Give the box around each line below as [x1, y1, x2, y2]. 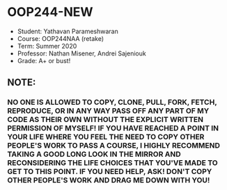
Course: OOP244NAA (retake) [17, 34, 104, 42]
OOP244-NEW [7, 4, 93, 20]
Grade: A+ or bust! [17, 56, 71, 64]
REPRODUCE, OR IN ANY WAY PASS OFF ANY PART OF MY [7, 106, 210, 116]
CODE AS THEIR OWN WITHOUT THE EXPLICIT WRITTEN [7, 115, 204, 125]
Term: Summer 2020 [17, 42, 77, 50]
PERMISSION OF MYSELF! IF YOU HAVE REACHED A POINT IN [7, 123, 219, 133]
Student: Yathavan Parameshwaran [17, 27, 118, 35]
